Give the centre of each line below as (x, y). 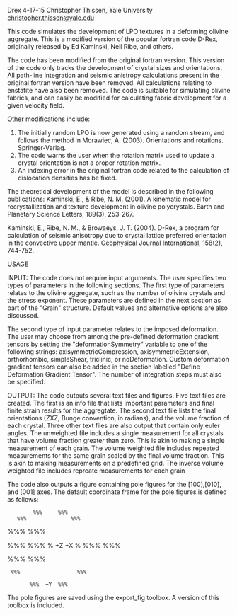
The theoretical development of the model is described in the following (110, 191)
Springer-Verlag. (42, 148)
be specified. (27, 382)
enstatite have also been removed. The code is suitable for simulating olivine (119, 90)
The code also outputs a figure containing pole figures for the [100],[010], (114, 484)
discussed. (23, 315)
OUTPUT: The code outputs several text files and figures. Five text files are (117, 395)
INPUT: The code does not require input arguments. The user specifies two (117, 278)
